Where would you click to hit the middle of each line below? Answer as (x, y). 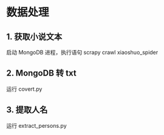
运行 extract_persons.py (36, 125)
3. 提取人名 (27, 110)
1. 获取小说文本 (34, 37)
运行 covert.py (24, 89)
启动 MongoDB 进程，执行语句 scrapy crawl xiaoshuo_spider (82, 52)
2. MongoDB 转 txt (42, 73)
